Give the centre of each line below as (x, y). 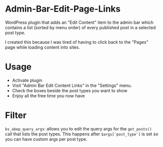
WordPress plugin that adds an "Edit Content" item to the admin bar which (79, 22)
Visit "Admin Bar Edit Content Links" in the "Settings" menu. (72, 85)
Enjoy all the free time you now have (48, 96)
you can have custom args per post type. (46, 139)
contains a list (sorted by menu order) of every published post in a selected (81, 27)
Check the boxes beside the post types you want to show (70, 90)
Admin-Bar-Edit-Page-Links (63, 9)
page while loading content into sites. (43, 47)
